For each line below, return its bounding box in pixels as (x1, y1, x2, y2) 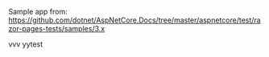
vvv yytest (8, 39, 43, 49)
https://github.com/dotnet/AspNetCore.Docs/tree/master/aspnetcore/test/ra (8, 15, 261, 25)
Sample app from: (8, 7, 68, 16)
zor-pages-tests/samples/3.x (8, 24, 106, 33)
